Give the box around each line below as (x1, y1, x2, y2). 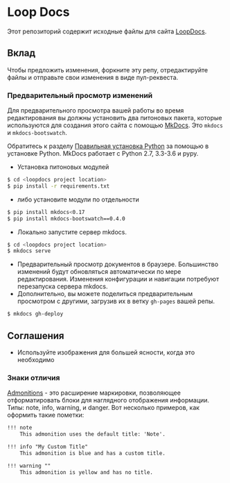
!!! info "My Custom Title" (7, 443, 89, 450)
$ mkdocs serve (7, 247, 51, 254)
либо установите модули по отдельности (17, 195, 140, 204)
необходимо (17, 355, 55, 363)
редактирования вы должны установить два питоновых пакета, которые (7, 114, 223, 122)
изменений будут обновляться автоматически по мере (17, 268, 182, 276)
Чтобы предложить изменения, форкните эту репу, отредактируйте (7, 65, 209, 74)
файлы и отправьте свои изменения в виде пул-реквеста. (7, 73, 179, 81)
